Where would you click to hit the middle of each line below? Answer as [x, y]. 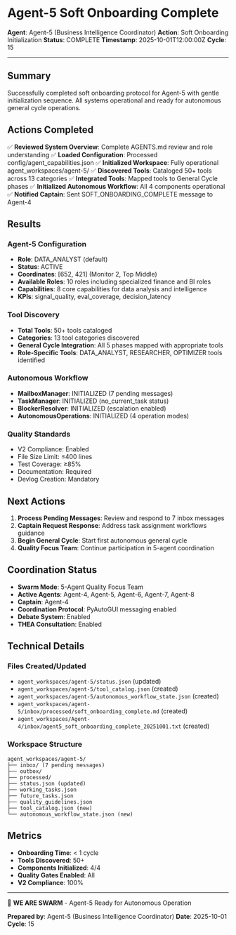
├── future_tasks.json [40, 796]
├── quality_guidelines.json [50, 802]
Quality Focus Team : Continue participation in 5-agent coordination [116, 548]
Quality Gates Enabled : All [56, 875]
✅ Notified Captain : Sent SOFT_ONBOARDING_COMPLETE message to [110, 194]
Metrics [25, 836]
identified [31, 360]
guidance [31, 533]
